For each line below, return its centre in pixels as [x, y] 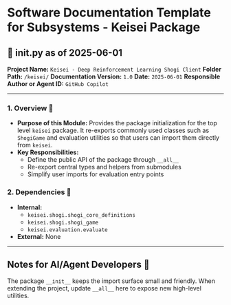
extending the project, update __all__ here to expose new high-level [104, 288]
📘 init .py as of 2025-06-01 [65, 53]
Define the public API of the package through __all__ [103, 160]
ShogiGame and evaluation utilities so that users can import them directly [118, 138]
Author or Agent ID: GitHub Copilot [58, 84]
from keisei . [35, 145]
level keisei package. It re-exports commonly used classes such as [113, 130]
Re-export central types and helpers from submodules [104, 167]
